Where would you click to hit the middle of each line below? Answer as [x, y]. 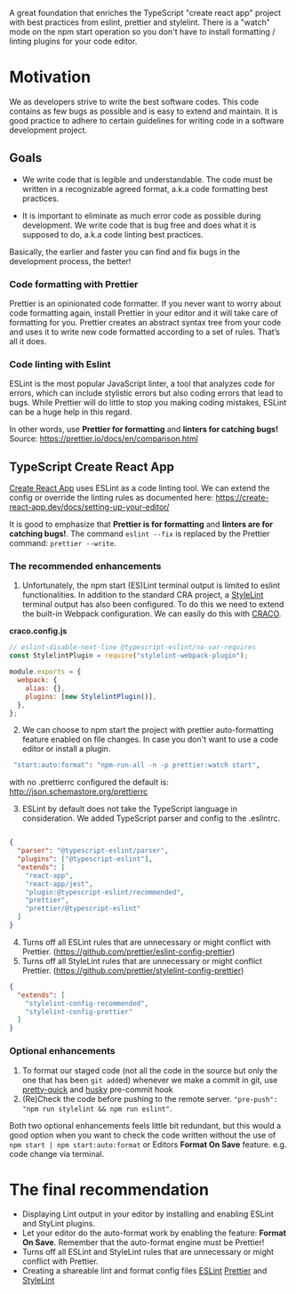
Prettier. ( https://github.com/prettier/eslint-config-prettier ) [128, 952]
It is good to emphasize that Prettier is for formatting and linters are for [141, 525]
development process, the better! [70, 261]
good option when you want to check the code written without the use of [143, 1135]
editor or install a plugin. [66, 749]
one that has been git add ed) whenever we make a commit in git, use [150, 1080]
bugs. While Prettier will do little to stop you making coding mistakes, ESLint [148, 403]
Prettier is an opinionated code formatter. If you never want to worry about [145, 304]
